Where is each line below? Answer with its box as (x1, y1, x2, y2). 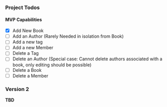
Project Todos (5, 4, 40, 11)
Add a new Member (12, 45, 54, 51)
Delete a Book (12, 67, 42, 73)
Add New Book (12, 28, 44, 34)
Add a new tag (12, 39, 43, 45)
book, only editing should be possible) (12, 62, 92, 68)
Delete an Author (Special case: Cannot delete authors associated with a (12, 56, 162, 62)
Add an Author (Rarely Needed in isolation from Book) (12, 33, 124, 39)
